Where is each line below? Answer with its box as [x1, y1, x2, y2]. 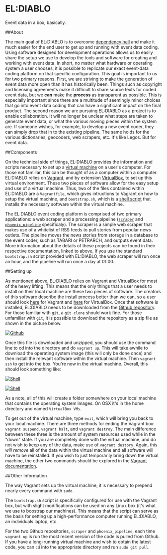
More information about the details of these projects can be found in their [5, 242, 156, 248]
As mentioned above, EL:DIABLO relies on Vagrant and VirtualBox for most [5, 278, 158, 284]
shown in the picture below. [5, 320, 62, 326]
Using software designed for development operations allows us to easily [5, 49, 153, 55]
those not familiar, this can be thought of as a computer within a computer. [5, 169, 158, 175]
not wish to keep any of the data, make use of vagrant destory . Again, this [5, 442, 158, 448]
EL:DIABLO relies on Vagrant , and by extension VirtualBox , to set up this [5, 175, 153, 181]
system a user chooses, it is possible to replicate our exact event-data [5, 65, 149, 71]
